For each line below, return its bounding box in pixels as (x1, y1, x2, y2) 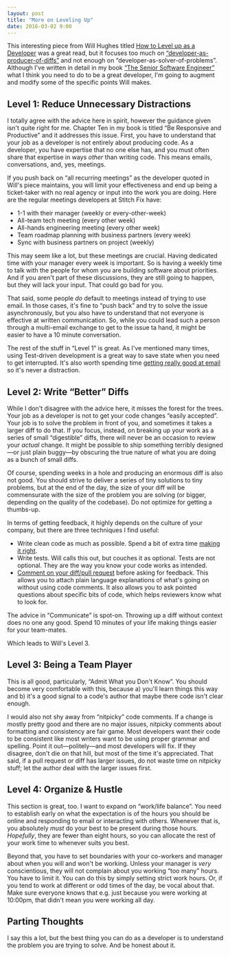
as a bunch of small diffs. (7, 456, 78, 463)
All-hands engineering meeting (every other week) (16, 224, 160, 232)
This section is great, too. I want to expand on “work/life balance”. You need (7, 802, 222, 810)
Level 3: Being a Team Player (7, 659, 133, 671)
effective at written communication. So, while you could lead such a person (7, 316, 220, 324)
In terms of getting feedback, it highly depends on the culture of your (7, 519, 203, 527)
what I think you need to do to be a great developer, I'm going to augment (7, 71, 215, 79)
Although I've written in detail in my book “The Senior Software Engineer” (7, 63, 215, 72)
